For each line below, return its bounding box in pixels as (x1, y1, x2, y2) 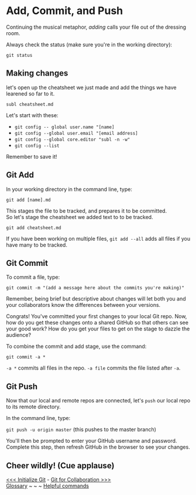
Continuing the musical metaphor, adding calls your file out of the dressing (6, 23, 186, 30)
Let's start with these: (6, 111, 59, 118)
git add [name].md (6, 197, 51, 203)
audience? (6, 332, 31, 339)
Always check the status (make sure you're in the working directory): (6, 41, 173, 48)
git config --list (14, 142, 60, 149)
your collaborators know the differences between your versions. (6, 302, 161, 309)
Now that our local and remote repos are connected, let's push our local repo (6, 397, 191, 404)
